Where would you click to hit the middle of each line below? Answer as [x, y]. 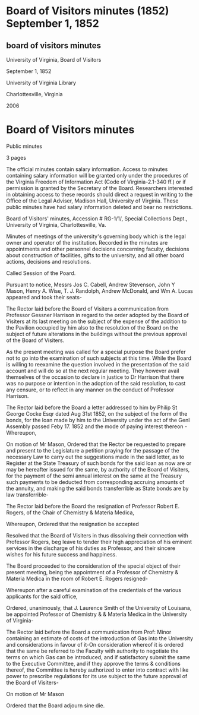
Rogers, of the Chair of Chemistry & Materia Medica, [70, 512]
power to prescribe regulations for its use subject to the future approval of [97, 676]
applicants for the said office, [42, 596]
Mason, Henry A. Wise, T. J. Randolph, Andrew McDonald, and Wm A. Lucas [99, 291]
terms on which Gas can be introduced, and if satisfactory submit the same [98, 657]
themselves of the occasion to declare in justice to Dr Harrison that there [95, 377]
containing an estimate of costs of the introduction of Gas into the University [100, 638]
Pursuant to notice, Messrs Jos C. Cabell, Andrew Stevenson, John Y [91, 284]
